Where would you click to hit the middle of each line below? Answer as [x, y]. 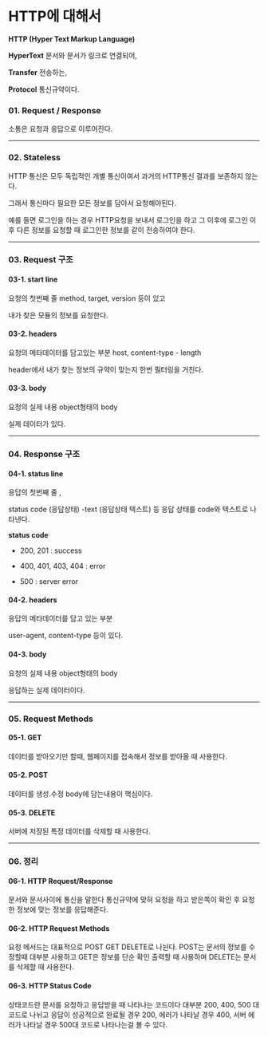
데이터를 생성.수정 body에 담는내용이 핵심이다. [81, 794]
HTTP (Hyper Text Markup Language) [72, 39]
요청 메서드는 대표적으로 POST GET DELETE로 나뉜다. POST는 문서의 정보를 [128, 947]
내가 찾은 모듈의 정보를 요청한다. [59, 315]
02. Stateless [35, 158]
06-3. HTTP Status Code [50, 986]
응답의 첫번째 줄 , [35, 492]
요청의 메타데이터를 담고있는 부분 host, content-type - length [105, 353]
